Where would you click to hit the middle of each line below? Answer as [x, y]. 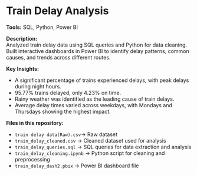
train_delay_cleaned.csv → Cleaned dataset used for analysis [90, 140]
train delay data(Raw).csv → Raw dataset [66, 134]
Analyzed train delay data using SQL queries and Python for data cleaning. [97, 45]
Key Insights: [23, 68]
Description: [22, 38]
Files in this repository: [35, 123]
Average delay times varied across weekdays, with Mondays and [93, 105]
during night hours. [38, 86]
